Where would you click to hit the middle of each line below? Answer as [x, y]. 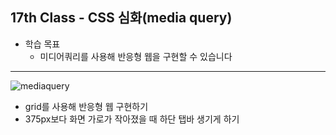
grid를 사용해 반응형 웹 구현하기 [86, 106]
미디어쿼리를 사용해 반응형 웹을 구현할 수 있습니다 [136, 56]
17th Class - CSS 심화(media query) [121, 18]
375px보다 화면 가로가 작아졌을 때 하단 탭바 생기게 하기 [132, 119]
